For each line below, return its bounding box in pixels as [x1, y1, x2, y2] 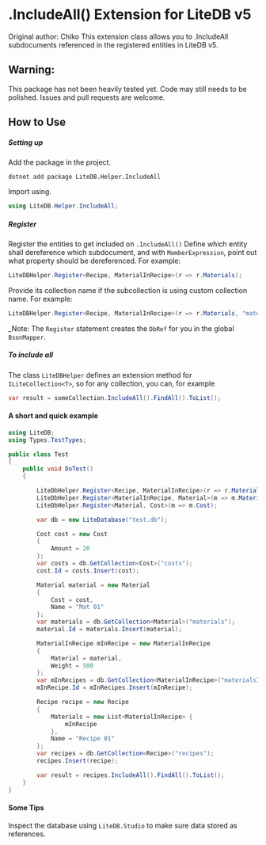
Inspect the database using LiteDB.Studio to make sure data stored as [8, 820, 237, 830]
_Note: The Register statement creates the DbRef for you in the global [8, 323, 235, 333]
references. [8, 829, 46, 839]
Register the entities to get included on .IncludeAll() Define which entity [8, 239, 248, 249]
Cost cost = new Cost [36, 530, 108, 538]
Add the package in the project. [8, 158, 112, 167]
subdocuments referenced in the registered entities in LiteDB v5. [8, 40, 219, 49]
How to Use [8, 116, 66, 129]
